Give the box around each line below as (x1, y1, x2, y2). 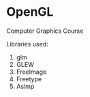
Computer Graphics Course (6, 27, 84, 35)
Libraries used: (6, 40, 48, 48)
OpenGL (6, 4, 54, 20)
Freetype (16, 74, 42, 83)
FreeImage (16, 68, 47, 76)
